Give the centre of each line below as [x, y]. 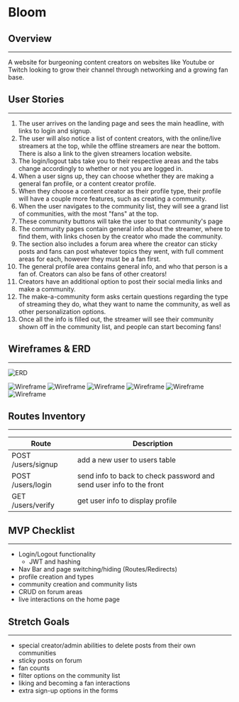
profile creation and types [56, 577]
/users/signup [35, 464]
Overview [30, 39]
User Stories [36, 100]
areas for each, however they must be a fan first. [89, 259]
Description [152, 444]
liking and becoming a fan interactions [74, 683]
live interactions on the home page [69, 599]
